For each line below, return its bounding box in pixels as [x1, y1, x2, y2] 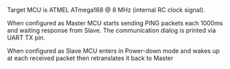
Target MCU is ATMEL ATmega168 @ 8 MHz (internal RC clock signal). [7, 6, 205, 14]
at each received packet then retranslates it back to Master [7, 54, 174, 62]
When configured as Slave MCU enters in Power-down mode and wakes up [7, 47, 220, 55]
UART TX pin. [7, 33, 46, 42]
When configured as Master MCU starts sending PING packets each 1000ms [7, 19, 223, 27]
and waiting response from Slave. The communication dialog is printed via [7, 27, 216, 34]
